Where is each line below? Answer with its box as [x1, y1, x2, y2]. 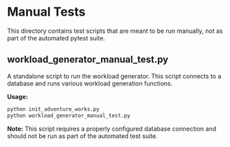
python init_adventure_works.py [7, 105, 100, 113]
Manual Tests [7, 4, 86, 20]
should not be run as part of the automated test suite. [7, 131, 158, 140]
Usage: [7, 92, 29, 101]
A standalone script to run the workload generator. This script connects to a [7, 72, 222, 80]
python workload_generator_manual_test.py [7, 112, 130, 119]
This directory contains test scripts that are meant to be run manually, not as [7, 27, 223, 35]
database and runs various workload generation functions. [7, 79, 173, 88]
